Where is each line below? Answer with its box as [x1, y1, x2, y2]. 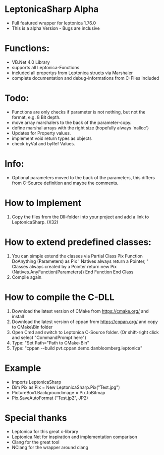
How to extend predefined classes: [4, 236, 152, 247]
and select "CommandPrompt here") [11, 335, 87, 341]
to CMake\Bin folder [11, 324, 53, 330]
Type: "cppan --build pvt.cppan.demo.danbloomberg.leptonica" [11, 345, 143, 351]
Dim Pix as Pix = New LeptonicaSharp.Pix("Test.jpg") [11, 384, 120, 390]
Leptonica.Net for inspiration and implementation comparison [11, 434, 137, 440]
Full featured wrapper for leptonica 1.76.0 [11, 20, 96, 26]
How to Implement [4, 197, 82, 209]
